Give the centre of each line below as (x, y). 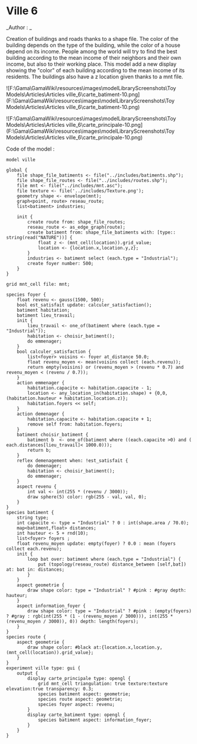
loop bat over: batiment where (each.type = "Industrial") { (104, 559)
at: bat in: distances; (35, 569)
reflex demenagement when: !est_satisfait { (72, 461)
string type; (33, 518)
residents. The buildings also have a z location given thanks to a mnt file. (95, 76)
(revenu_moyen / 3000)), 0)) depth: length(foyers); (72, 621)
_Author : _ (19, 27)
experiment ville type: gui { (43, 668)
